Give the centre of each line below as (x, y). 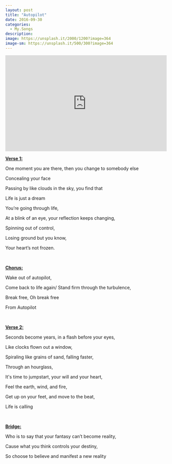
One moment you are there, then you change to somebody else (72, 168)
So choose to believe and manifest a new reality (56, 456)
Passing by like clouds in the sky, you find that (54, 188)
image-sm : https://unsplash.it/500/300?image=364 (59, 44)
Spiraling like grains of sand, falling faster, (49, 357)
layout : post (19, 10)
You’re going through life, (32, 208)
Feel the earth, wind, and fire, (36, 387)
